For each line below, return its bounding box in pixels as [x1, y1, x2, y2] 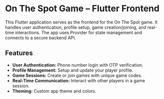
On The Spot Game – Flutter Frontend [5, 3, 160, 14]
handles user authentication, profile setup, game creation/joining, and [5, 24, 146, 30]
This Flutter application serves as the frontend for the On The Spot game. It [5, 19, 158, 25]
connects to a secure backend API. [5, 35, 76, 41]
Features [5, 49, 33, 57]
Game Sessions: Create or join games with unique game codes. [12, 72, 142, 78]
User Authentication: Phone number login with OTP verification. [12, 62, 143, 68]
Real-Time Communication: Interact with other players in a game [12, 77, 145, 83]
